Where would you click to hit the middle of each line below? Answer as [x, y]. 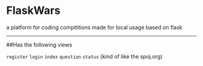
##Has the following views [39, 45]
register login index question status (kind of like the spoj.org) [85, 56]
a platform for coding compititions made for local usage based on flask [95, 27]
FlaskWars [33, 11]
